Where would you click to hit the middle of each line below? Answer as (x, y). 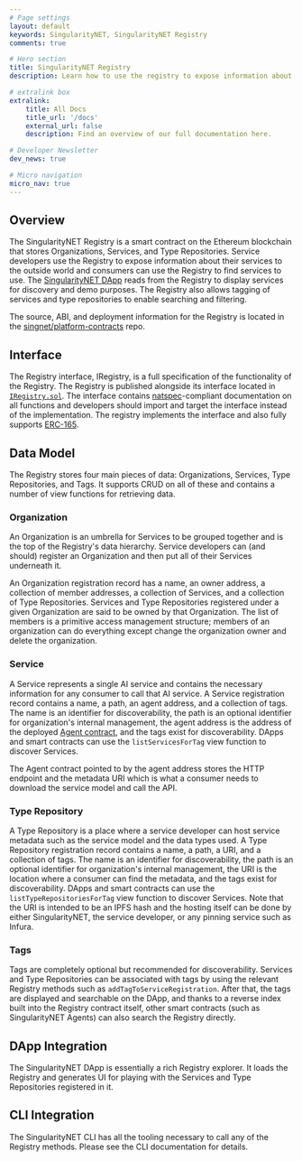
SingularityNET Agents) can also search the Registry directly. (123, 1017)
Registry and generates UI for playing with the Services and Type (130, 1077)
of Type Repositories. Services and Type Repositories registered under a (144, 602)
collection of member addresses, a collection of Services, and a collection (147, 593)
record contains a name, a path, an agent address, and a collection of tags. (149, 703)
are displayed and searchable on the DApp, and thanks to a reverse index (146, 998)
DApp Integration (59, 1046)
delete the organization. (53, 641)
